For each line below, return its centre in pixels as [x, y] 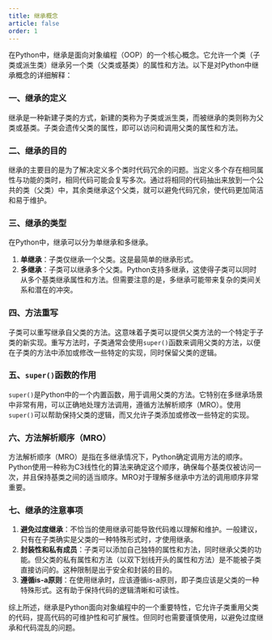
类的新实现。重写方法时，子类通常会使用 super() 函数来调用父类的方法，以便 [135, 342]
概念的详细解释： [44, 75]
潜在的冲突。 [56, 290]
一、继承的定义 [38, 98]
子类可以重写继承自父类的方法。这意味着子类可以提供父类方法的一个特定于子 [136, 332]
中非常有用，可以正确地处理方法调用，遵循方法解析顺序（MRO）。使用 [125, 404]
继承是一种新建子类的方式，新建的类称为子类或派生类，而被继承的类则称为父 [136, 117]
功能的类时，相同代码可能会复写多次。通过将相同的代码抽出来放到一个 [139, 180]
